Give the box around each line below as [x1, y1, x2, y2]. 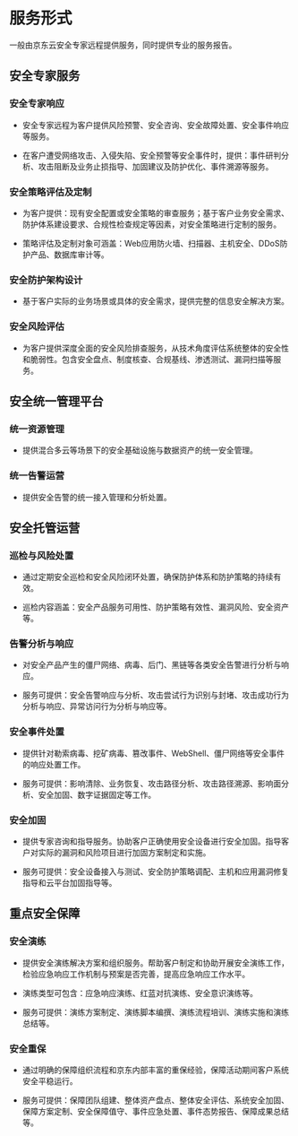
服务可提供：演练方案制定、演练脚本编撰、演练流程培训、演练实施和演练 [21, 1006, 289, 1018]
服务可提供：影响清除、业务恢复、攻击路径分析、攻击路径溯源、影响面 [21, 777, 282, 789]
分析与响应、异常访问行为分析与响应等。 [21, 701, 172, 712]
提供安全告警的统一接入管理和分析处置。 [21, 491, 172, 502]
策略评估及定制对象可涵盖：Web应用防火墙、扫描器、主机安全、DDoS [21, 238, 280, 248]
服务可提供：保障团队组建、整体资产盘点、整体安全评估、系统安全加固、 [21, 1095, 289, 1106]
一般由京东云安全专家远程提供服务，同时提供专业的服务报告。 [9, 39, 237, 50]
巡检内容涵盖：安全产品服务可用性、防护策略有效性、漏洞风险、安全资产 [21, 602, 289, 612]
